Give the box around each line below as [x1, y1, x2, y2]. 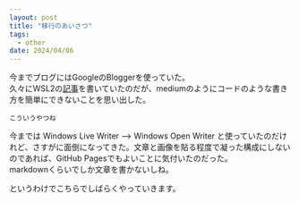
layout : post [9, 13, 58, 22]
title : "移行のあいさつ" [9, 21, 92, 30]
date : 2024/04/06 [9, 46, 74, 55]
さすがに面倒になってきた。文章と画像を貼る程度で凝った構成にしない [32, 142, 291, 153]
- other [17, 38, 47, 47]
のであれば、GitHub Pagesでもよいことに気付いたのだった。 [9, 153, 233, 164]
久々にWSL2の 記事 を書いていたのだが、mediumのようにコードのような [9, 83, 273, 94]
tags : [9, 29, 30, 38]
